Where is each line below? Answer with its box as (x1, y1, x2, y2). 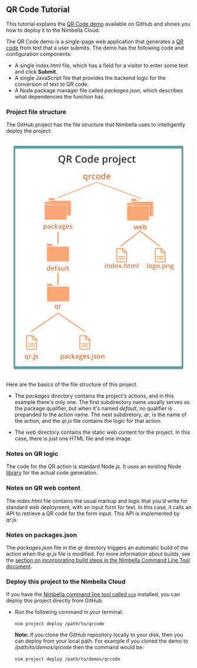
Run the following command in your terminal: (14, 609, 123, 616)
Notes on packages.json (6, 530, 78, 539)
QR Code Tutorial (6, 5, 70, 15)
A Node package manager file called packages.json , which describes (14, 86, 183, 93)
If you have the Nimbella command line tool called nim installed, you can (6, 591, 181, 598)
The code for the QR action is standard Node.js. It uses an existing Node (6, 463, 181, 470)
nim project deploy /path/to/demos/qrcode (14, 656, 121, 662)
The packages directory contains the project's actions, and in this (14, 392, 175, 399)
